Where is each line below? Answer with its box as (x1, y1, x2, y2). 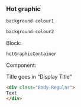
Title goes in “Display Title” (6, 73, 72, 80)
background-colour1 (6, 18, 54, 24)
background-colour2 (6, 29, 54, 35)
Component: (6, 61, 37, 69)
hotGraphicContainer (6, 51, 57, 57)
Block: (6, 40, 22, 47)
